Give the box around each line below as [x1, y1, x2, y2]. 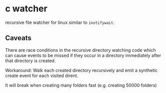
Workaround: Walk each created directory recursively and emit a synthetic [5, 67, 158, 73]
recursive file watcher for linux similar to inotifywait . [5, 19, 115, 25]
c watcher [5, 3, 48, 14]
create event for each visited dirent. [5, 73, 79, 79]
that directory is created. [5, 58, 56, 64]
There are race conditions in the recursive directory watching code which [5, 47, 156, 53]
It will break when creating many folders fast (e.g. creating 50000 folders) [5, 82, 157, 88]
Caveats [5, 34, 31, 42]
